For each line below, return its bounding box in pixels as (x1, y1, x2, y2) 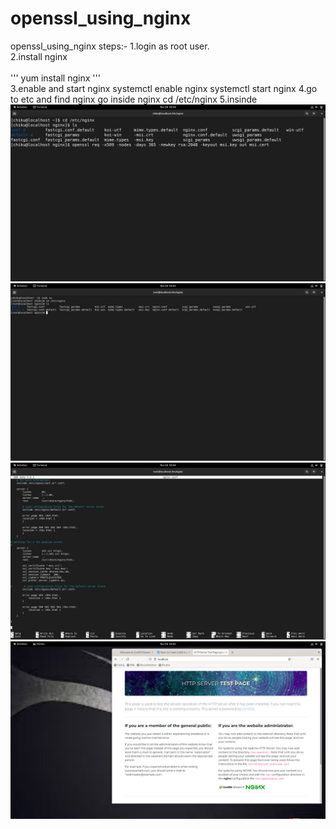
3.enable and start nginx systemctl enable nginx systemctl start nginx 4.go (10, 82, 318, 94)
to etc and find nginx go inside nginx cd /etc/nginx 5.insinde (10, 93, 258, 105)
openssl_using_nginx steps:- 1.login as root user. (10, 40, 210, 52)
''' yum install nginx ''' (10, 72, 101, 84)
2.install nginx (10, 50, 68, 62)
